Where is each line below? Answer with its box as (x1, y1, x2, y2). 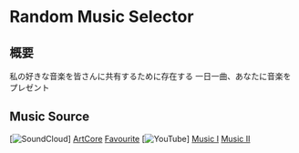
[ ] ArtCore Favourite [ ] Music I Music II (9, 133, 251, 144)
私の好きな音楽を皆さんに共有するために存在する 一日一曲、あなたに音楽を (9, 71, 292, 81)
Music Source (9, 109, 90, 125)
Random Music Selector (9, 6, 194, 27)
